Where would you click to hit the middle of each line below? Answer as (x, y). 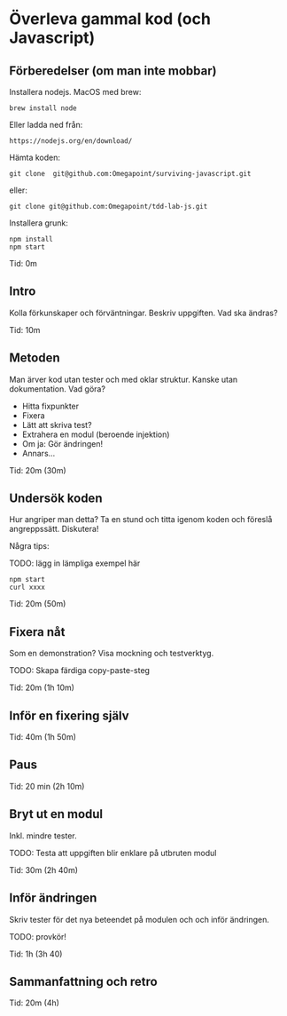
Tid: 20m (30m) (38, 470)
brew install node (43, 108)
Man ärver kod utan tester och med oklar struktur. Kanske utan (124, 379)
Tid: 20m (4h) (35, 1003)
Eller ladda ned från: (46, 125)
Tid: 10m (25, 329)
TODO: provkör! (38, 936)
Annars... (39, 453)
